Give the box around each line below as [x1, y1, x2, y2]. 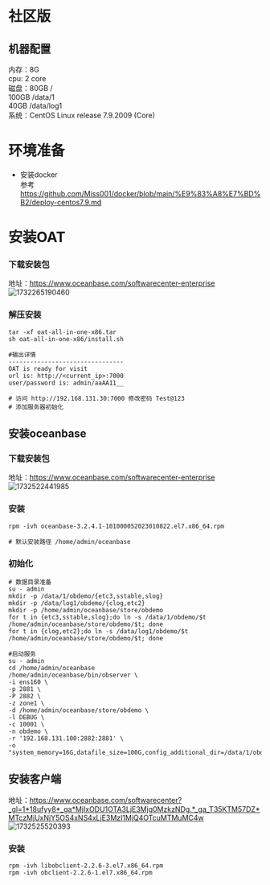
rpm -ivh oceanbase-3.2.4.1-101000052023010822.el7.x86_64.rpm [8, 522, 225, 530]
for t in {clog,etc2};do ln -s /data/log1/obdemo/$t [8, 628, 189, 636]
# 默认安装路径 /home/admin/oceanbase [8, 537, 131, 545]
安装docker [19, 170, 58, 179]
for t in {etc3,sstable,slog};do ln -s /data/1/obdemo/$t [8, 613, 207, 621]
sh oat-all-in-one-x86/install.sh [8, 335, 125, 343]
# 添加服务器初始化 [8, 403, 64, 411]
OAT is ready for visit [8, 364, 88, 373]
